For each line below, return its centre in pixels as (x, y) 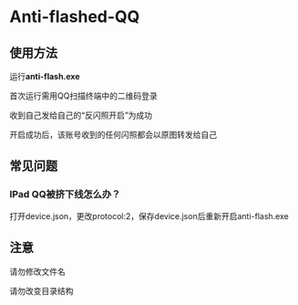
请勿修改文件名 (37, 271)
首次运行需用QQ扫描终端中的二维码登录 (83, 96)
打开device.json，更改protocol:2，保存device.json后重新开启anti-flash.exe (149, 216)
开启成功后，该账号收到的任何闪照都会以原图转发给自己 (113, 135)
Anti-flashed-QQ (75, 17)
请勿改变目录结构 (41, 290)
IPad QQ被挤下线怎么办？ (65, 195)
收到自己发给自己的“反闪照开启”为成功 (81, 115)
